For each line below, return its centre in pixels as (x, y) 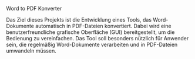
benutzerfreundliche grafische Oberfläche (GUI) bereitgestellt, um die (90, 32)
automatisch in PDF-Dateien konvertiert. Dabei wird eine (103, 26)
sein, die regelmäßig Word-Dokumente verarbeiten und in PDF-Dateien (92, 44)
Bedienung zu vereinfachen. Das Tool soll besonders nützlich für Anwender (97, 38)
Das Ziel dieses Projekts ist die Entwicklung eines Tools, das (79, 20)
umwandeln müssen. (31, 51)
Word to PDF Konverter (34, 8)
